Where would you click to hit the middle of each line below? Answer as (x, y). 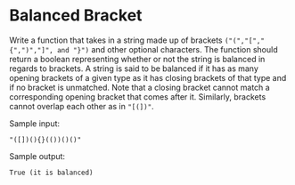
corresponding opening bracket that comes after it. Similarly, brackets (138, 97)
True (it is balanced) (51, 173)
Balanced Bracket (76, 16)
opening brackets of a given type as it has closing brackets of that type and (148, 77)
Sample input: (35, 123)
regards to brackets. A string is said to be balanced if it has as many (134, 68)
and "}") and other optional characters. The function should (167, 49)
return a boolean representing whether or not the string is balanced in (137, 59)
